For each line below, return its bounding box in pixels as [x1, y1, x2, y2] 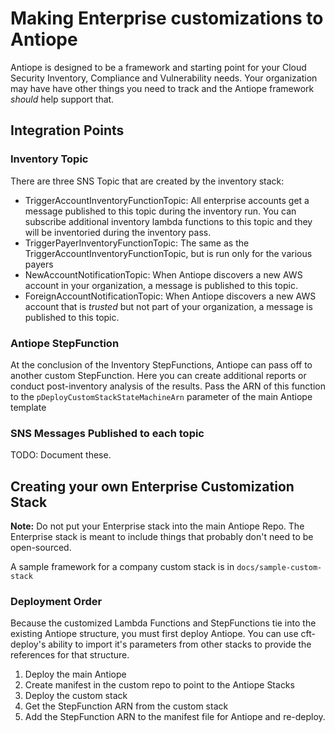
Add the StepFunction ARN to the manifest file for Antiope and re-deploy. [24, 711, 326, 723]
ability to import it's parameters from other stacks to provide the [48, 638, 312, 651]
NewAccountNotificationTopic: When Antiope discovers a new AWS [24, 268, 303, 281]
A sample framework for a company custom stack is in [10, 561, 235, 573]
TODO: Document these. [10, 449, 112, 461]
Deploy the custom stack [24, 690, 128, 702]
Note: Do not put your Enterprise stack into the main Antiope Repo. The [10, 520, 305, 532]
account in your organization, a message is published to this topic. [24, 279, 298, 291]
